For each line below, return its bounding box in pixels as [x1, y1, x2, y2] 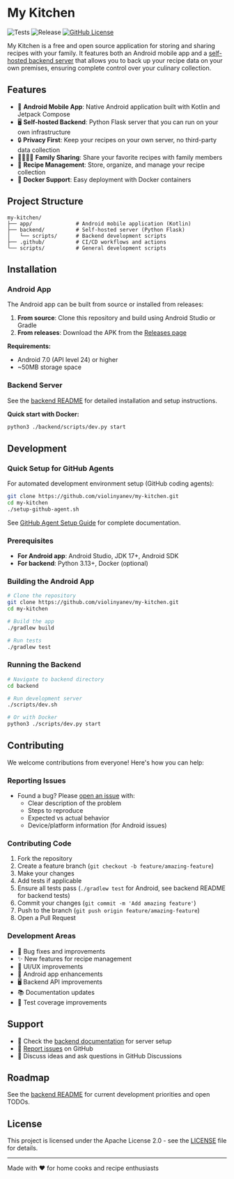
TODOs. [7, 1097, 30, 1106]
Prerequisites [7, 536, 54, 546]
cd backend [7, 682, 39, 689]
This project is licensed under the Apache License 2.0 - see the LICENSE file [7, 1136, 227, 1145]
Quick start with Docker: [7, 410, 79, 418]
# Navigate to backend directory [7, 675, 104, 683]
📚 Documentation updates [17, 988, 95, 996]
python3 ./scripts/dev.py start [7, 721, 101, 728]
